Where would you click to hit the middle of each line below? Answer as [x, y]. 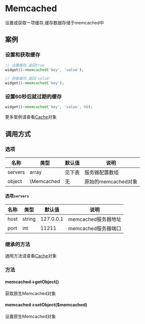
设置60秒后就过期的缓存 [33, 97]
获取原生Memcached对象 [31, 293]
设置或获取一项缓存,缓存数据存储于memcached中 [54, 23]
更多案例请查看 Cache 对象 [31, 117]
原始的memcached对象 [111, 182]
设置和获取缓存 [23, 55]
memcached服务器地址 [95, 219]
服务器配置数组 [102, 172]
